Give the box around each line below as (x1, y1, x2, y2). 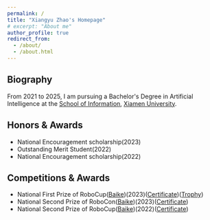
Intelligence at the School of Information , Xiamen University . (7, 99, 177, 107)
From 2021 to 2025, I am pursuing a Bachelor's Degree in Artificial (7, 92, 194, 100)
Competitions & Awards (7, 172, 110, 184)
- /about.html (13, 49, 54, 56)
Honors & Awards (7, 120, 84, 131)
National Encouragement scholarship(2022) (16, 152, 141, 160)
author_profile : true (7, 29, 69, 36)
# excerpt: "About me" (7, 23, 72, 30)
